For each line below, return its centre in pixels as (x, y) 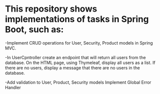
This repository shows (51, 9)
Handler (13, 87)
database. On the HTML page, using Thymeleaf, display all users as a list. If (80, 63)
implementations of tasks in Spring (77, 19)
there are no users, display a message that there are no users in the (72, 68)
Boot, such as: (34, 30)
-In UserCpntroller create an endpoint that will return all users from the (76, 57)
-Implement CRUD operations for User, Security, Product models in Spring (79, 43)
